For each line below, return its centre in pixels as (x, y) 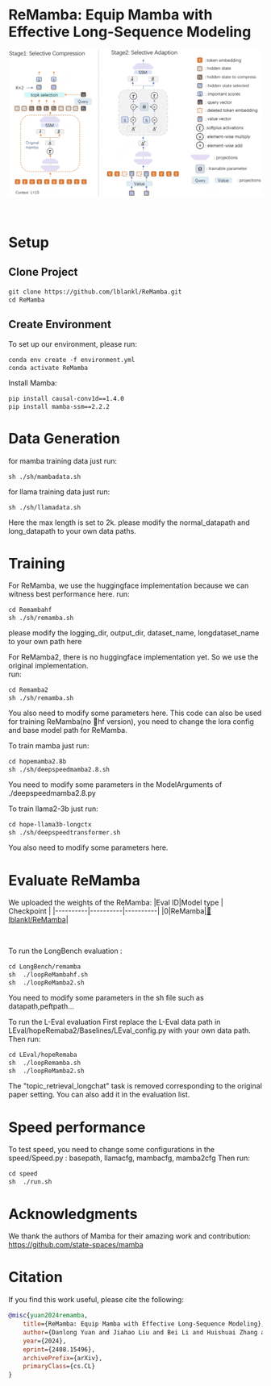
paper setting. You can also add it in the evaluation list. (99, 1095)
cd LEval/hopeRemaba (43, 1055)
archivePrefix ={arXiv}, (63, 1358)
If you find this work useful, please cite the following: (96, 1300)
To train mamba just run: (49, 746)
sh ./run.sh (30, 1182)
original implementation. (48, 666)
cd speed (23, 1174)
